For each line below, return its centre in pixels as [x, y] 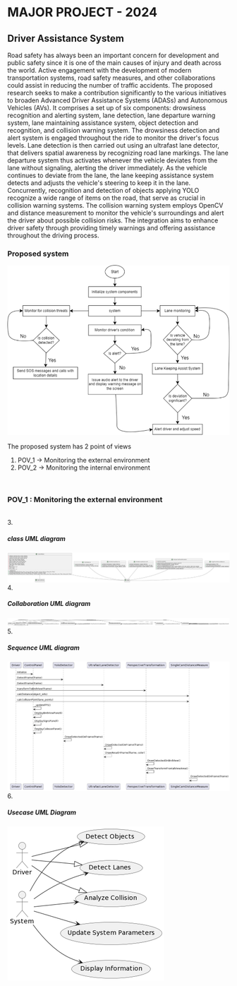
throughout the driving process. [53, 235]
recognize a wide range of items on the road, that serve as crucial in [107, 198]
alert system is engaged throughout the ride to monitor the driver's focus [113, 138]
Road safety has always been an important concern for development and [113, 55]
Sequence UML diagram [43, 648]
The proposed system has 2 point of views [69, 446]
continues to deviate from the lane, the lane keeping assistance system [110, 175]
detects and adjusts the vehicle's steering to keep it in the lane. [99, 183]
